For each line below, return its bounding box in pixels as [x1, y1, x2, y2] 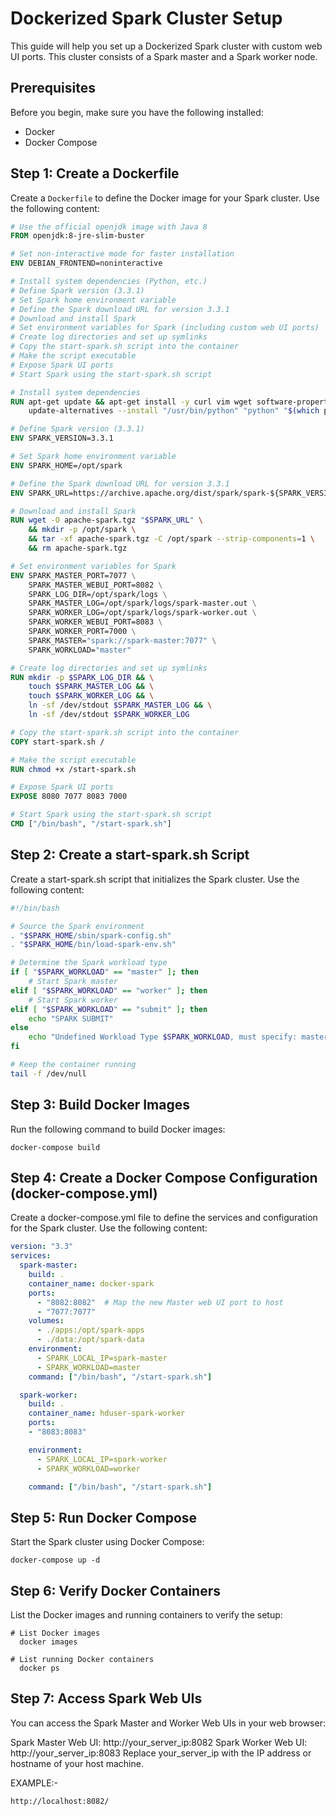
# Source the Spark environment [10, 921, 145, 931]
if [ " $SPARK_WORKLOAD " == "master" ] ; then [10, 967, 199, 977]
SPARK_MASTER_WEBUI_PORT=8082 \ [28, 580, 163, 590]
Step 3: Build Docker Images [10, 1097, 190, 1114]
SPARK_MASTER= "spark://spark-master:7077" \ [28, 635, 217, 646]
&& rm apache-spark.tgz [28, 543, 128, 554]
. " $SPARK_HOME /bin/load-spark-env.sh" [10, 940, 177, 950]
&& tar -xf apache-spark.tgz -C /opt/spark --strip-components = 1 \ [28, 534, 315, 544]
